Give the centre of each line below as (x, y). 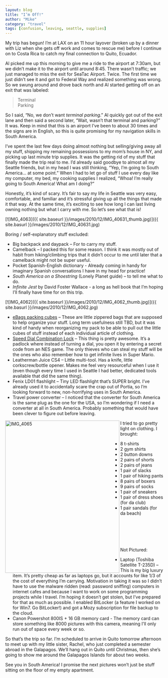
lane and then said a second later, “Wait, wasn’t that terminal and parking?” (83, 120)
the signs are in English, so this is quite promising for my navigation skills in (83, 131)
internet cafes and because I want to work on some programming (80, 592)
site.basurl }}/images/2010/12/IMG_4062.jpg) (52, 307)
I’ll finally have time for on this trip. (48, 292)
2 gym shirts (133, 449)
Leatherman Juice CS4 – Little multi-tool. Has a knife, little (72, 360)
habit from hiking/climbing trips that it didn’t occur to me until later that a (87, 255)
